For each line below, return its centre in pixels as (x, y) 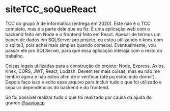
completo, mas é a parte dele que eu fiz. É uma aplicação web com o (78, 29)
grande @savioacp (25, 102)
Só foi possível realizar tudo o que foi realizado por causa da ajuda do (78, 97)
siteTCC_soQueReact (51, 9)
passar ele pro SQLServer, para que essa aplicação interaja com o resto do (84, 50)
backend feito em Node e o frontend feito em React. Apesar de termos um (83, 34)
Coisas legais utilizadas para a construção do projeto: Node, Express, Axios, (85, 66)
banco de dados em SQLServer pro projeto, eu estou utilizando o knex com (84, 40)
